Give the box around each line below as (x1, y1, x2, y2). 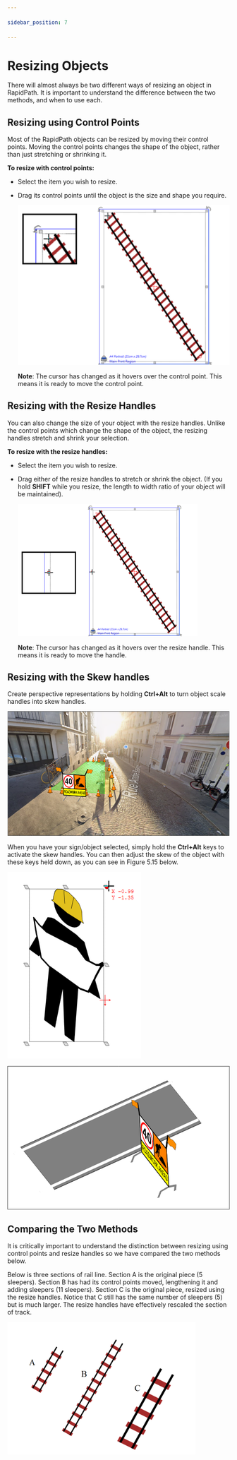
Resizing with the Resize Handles (7, 400, 157, 412)
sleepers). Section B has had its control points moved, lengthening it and (7, 1278, 219, 1286)
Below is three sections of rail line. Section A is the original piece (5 (7, 1271, 203, 1279)
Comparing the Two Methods (7, 1223, 139, 1235)
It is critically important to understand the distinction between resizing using (7, 1242, 229, 1250)
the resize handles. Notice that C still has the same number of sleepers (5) (7, 1293, 224, 1302)
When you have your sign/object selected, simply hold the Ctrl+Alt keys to (7, 842, 224, 851)
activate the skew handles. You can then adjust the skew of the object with (7, 850, 224, 858)
